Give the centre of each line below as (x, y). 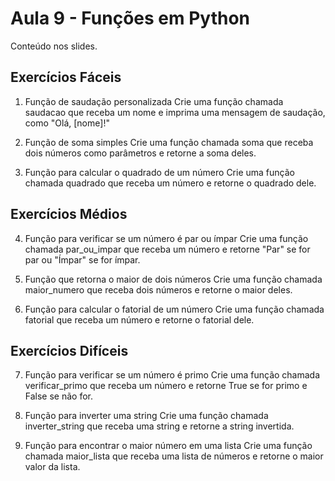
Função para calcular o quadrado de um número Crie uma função (159, 172)
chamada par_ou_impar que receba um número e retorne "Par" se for (167, 249)
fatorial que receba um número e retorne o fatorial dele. (139, 319)
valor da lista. (52, 467)
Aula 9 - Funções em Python (130, 18)
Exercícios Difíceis (69, 350)
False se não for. (59, 396)
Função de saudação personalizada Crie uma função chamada (154, 101)
